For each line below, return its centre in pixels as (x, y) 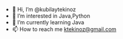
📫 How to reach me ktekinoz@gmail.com (64, 29)
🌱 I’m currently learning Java (48, 22)
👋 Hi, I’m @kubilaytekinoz (44, 9)
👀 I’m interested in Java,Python (51, 16)
